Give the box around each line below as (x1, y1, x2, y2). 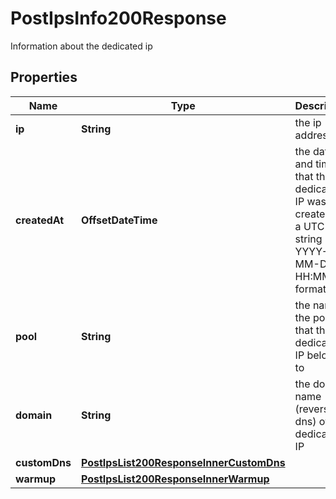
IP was (294, 194, 327, 208)
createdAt (15, 213, 65, 227)
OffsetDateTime (80, 213, 158, 227)
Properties (10, 69, 78, 86)
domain (15, 408, 53, 422)
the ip (294, 115, 322, 129)
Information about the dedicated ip (10, 40, 153, 52)
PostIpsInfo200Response (10, 7, 227, 30)
